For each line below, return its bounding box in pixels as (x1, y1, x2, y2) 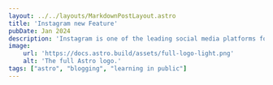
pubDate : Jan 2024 (8, 27, 71, 35)
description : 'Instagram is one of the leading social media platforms (8, 34, 256, 43)
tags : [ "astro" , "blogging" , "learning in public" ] (8, 65, 187, 73)
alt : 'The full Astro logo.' (23, 57, 122, 66)
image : (8, 42, 31, 50)
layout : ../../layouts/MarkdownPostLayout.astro (8, 11, 176, 20)
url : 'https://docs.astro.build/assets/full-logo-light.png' (23, 49, 234, 57)
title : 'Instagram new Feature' (8, 19, 118, 28)
